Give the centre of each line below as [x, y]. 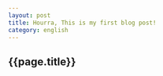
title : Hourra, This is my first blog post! [82, 23]
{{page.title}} [42, 62]
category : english [38, 30]
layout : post [30, 15]
